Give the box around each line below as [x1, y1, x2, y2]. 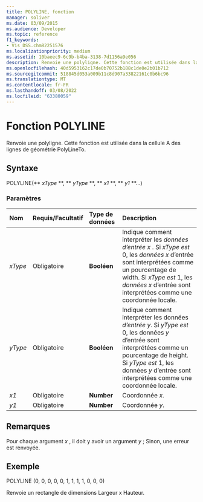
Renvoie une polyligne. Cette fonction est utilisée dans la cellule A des [6, 139, 181, 146]
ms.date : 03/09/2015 [6, 20, 59, 26]
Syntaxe [6, 163, 38, 174]
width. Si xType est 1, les [121, 273, 193, 281]
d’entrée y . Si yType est [121, 321, 189, 329]
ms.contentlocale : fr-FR [6, 82, 69, 88]
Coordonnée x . [121, 391, 164, 399]
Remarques [6, 422, 51, 432]
